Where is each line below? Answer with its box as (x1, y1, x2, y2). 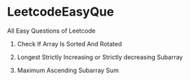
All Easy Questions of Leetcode (7, 27, 96, 35)
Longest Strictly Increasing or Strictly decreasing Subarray (16, 52, 183, 61)
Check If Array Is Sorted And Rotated (16, 39, 122, 48)
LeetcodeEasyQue (7, 4, 115, 20)
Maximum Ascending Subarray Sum (16, 66, 119, 74)
